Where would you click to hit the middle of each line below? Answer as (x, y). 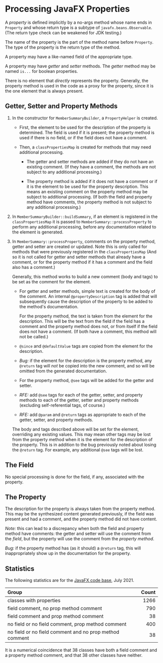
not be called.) (34, 336)
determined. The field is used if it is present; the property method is (87, 133)
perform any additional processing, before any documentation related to (84, 227)
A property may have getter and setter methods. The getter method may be (80, 66)
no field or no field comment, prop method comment (67, 624)
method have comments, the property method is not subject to (89, 202)
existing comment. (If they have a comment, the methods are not (91, 166)
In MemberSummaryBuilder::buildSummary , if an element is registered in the (85, 216)
